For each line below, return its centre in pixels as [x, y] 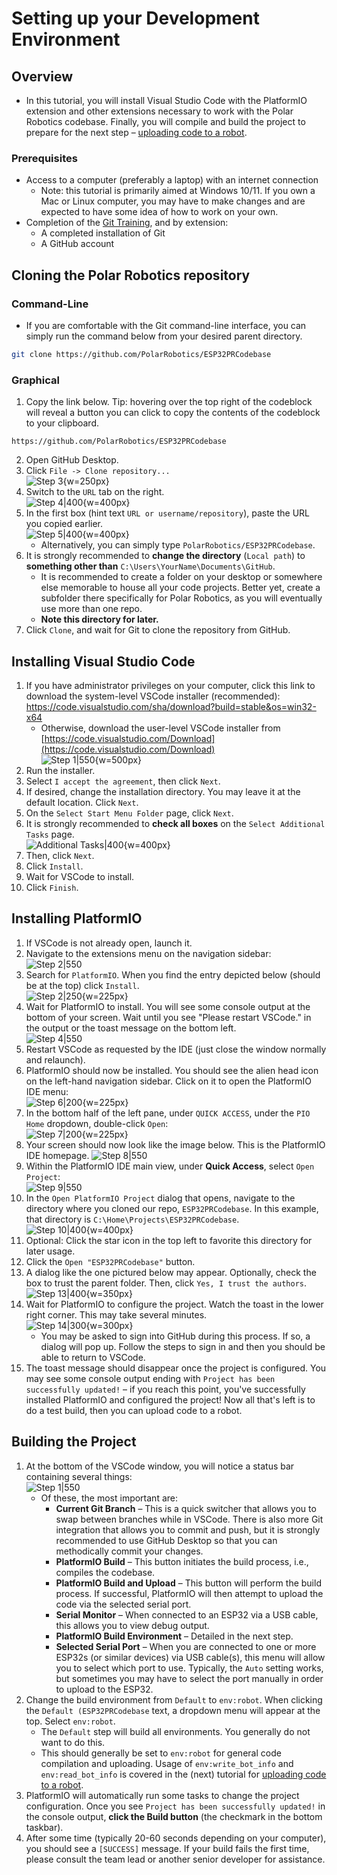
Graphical [35, 380]
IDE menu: [47, 1091]
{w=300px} [109, 1325]
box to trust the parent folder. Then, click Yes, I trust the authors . [166, 1283]
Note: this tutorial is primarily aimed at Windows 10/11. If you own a [178, 191]
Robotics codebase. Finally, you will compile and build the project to [165, 121]
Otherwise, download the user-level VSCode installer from [160, 728]
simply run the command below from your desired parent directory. [164, 336]
